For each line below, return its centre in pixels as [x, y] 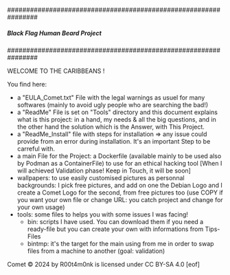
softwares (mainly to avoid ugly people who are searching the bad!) [113, 104]
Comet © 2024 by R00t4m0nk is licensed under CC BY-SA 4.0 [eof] [104, 264]
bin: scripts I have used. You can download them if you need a [115, 221]
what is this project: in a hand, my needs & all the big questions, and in [116, 119]
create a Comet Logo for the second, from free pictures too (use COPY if [120, 192]
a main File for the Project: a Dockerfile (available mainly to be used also [119, 156]
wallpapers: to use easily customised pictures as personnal [101, 177]
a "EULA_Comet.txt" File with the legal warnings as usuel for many [111, 97]
